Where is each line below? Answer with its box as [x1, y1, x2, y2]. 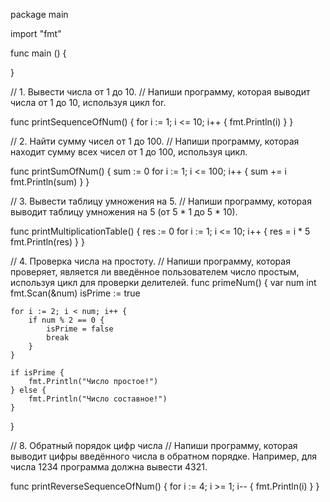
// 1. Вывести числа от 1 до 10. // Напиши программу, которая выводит [10, 86, 311, 98]
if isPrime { [10, 368, 65, 378]
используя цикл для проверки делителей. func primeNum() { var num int [10, 277, 317, 288]
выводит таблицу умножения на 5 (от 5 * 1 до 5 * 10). [10, 206, 238, 218]
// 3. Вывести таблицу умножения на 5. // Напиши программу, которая [10, 195, 312, 207]
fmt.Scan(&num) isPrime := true [10, 287, 141, 299]
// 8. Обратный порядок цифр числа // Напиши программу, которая [10, 440, 298, 451]
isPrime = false [46, 324, 114, 334]
